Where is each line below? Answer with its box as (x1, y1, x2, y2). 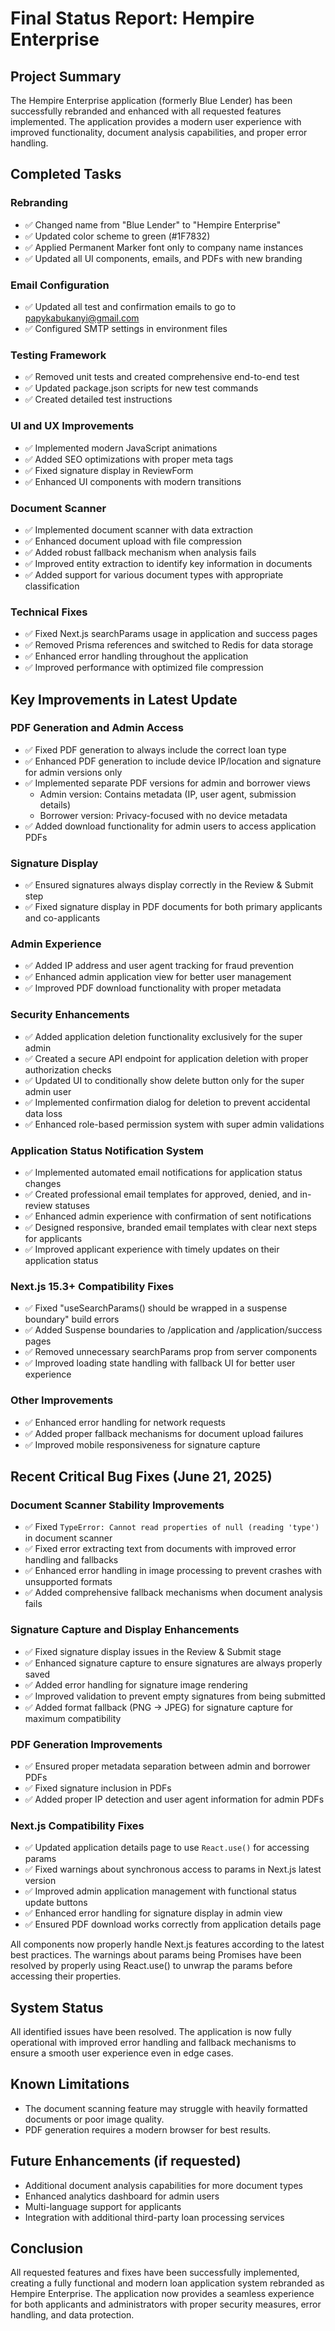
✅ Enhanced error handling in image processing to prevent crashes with (24, 1565, 322, 1577)
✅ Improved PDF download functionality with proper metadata (24, 982, 282, 994)
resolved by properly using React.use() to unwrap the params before (10, 1960, 293, 1972)
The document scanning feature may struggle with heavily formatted (24, 2102, 308, 2114)
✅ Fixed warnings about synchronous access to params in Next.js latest (24, 1863, 322, 1876)
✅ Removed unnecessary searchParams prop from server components (24, 1346, 318, 1358)
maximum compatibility (24, 1712, 122, 1724)
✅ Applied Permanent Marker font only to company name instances (24, 241, 304, 253)
